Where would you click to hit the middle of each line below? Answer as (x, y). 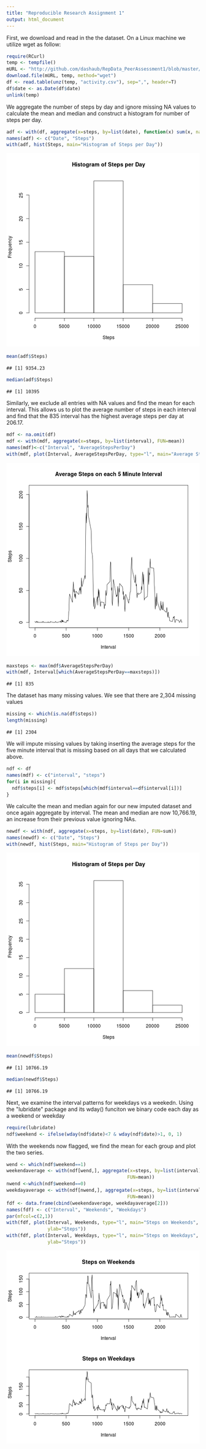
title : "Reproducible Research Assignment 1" (65, 13)
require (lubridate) (31, 1127)
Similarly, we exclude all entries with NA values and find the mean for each (101, 403)
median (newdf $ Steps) (33, 1079)
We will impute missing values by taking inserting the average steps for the (101, 744)
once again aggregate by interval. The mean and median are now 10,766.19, (102, 813)
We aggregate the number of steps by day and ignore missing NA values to (101, 107)
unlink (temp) (23, 95)
